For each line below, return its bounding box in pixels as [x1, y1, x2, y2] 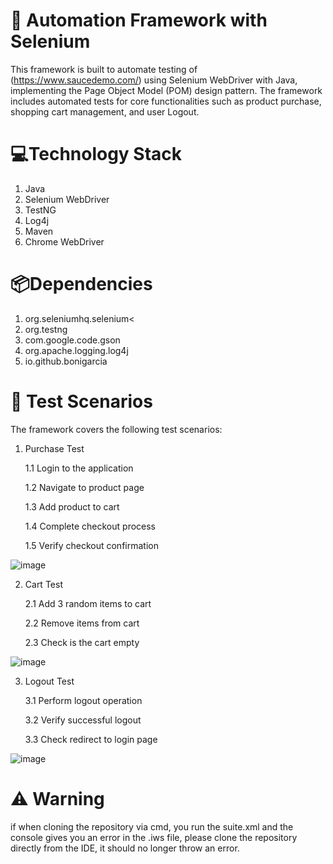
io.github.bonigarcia [24, 355, 108, 367]
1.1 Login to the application [24, 462, 134, 474]
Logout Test [24, 675, 75, 687]
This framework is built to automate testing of [10, 63, 198, 75]
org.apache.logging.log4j [24, 344, 129, 356]
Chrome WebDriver [24, 235, 105, 248]
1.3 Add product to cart [24, 500, 120, 513]
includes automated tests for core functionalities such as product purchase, [10, 95, 322, 107]
